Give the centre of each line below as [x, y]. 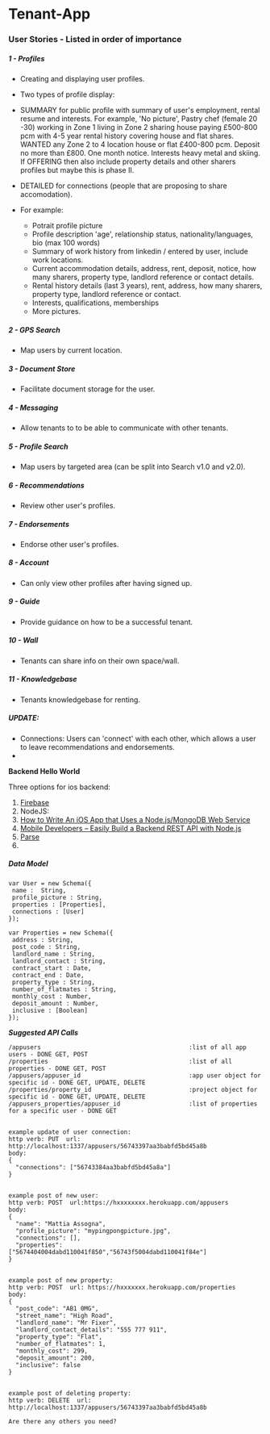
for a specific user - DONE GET [62, 1110]
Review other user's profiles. [67, 505]
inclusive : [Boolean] [50, 1010]
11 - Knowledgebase [43, 679]
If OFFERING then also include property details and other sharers [128, 161]
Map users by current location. [71, 350]
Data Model [28, 863]
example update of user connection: [70, 1132]
